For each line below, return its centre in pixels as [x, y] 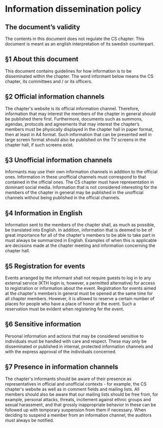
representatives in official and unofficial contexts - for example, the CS [76, 384]
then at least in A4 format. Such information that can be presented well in [78, 134]
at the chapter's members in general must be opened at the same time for [79, 293]
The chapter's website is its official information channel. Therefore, [72, 108]
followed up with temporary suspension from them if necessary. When [76, 410]
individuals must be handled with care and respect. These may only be [76, 341]
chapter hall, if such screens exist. [39, 144]
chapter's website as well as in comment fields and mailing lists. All [72, 389]
